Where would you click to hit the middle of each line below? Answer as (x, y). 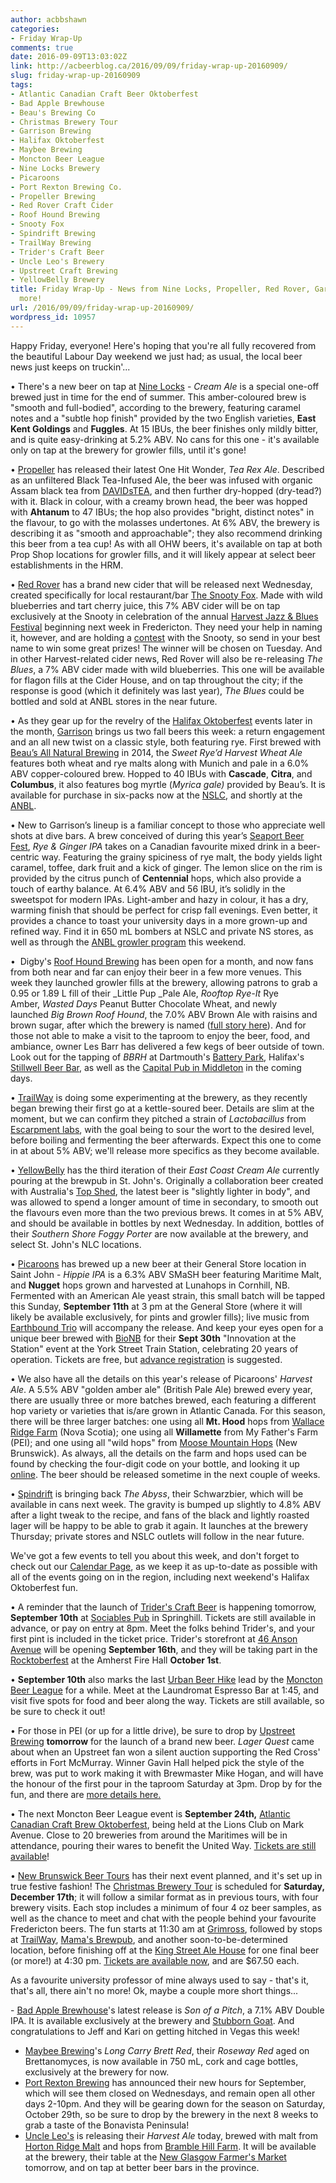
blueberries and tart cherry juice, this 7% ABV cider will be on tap (145, 605)
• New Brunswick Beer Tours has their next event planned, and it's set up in (166, 1875)
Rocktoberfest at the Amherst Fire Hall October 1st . (116, 1660)
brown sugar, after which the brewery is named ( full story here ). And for (158, 1025)
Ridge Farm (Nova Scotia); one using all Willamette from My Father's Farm (164, 1432)
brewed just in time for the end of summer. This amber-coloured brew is (158, 397)
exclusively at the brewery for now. (97, 2072)
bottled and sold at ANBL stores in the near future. (114, 701)
